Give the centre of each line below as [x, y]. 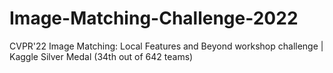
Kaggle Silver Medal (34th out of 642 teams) [101, 56]
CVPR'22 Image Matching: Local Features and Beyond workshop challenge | [166, 46]
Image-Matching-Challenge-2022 [154, 18]
